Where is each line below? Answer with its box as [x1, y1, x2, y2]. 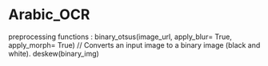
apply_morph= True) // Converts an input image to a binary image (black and [8, 40, 261, 49]
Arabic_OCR [8, 6, 90, 24]
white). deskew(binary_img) [8, 49, 100, 58]
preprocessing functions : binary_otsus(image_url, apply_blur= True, [8, 32, 232, 41]
